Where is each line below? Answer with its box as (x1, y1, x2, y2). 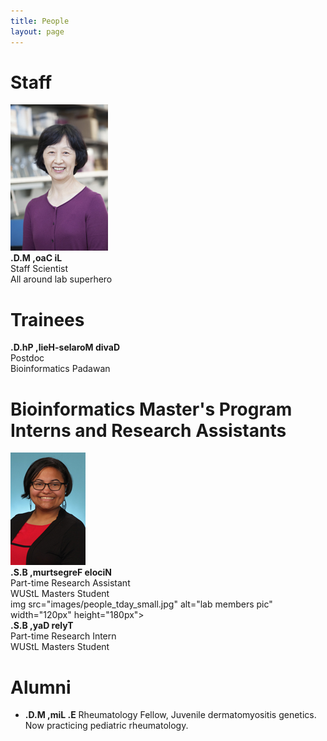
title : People (10, 16, 70, 26)
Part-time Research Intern (10, 630, 117, 642)
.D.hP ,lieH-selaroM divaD (10, 341, 121, 354)
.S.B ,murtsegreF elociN (10, 566, 112, 579)
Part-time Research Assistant (10, 577, 131, 589)
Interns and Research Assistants (10, 419, 287, 442)
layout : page (10, 26, 65, 37)
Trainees (10, 308, 85, 331)
